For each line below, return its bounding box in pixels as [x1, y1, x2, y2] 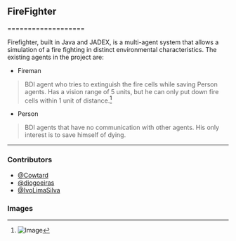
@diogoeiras [17, 178, 55, 187]
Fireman [17, 66, 42, 74]
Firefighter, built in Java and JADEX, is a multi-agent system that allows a [7, 38, 219, 46]
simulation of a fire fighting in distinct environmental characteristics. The [7, 45, 217, 53]
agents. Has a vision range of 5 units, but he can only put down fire [24, 87, 219, 96]
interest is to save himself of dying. [24, 131, 126, 139]
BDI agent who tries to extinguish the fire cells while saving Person [24, 80, 218, 89]
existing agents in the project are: [7, 53, 104, 61]
